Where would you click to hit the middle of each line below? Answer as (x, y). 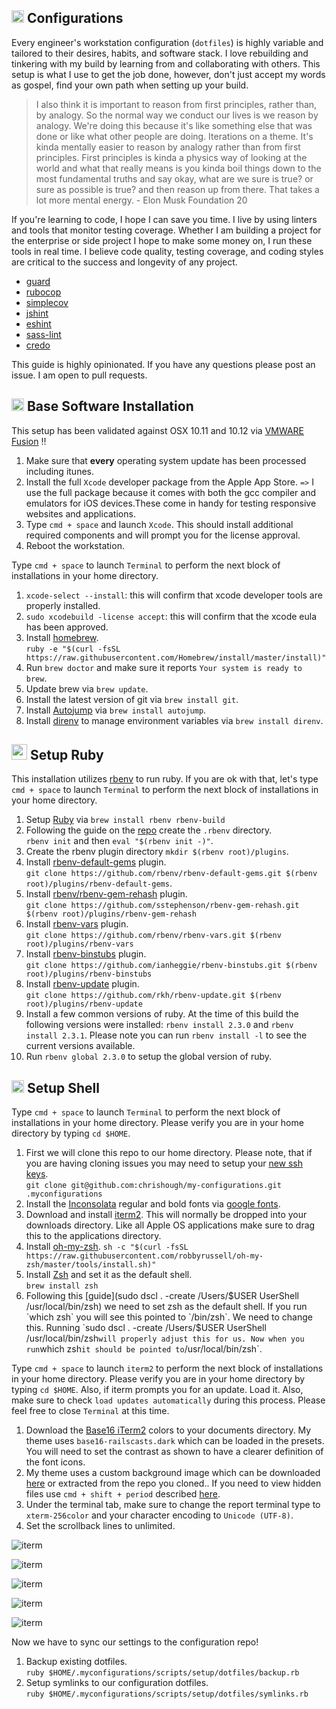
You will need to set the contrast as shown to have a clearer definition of (174, 1452)
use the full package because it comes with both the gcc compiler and (171, 492)
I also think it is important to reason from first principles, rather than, (176, 104)
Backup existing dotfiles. (76, 1662)
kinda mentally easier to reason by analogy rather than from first (168, 147)
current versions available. (80, 1046)
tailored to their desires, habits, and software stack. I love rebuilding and (160, 53)
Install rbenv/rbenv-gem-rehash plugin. (106, 894)
